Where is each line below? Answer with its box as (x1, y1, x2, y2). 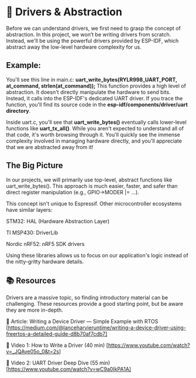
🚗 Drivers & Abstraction (6, 5, 123, 19)
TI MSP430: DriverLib (6, 229, 59, 236)
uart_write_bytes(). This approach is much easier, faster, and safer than (6, 182, 178, 190)
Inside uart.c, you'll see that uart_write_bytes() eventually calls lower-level (6, 119, 187, 126)
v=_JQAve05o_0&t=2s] (6, 348, 61, 355)
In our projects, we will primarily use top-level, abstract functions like (6, 176, 173, 183)
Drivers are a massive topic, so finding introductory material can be (6, 294, 169, 301)
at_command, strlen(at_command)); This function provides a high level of (6, 82, 186, 89)
